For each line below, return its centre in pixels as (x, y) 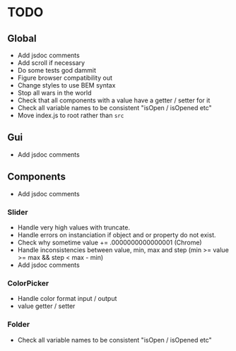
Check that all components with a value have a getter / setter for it (114, 100)
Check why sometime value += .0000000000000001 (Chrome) (110, 242)
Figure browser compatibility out (65, 78)
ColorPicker (28, 283)
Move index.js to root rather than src (71, 115)
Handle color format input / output (67, 299)
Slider (18, 212)
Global (22, 38)
